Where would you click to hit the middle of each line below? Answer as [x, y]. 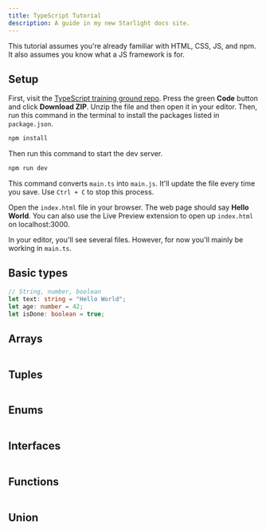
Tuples [25, 374]
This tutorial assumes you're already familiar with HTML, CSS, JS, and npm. [132, 45]
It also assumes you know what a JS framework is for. [97, 54]
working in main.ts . [40, 249]
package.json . [31, 124]
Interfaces [35, 446]
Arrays [25, 338]
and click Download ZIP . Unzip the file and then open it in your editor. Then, [133, 107]
